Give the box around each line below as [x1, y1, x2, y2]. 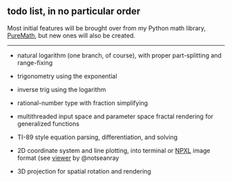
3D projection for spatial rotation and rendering [17, 167, 152, 175]
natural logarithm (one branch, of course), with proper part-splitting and [17, 51, 222, 60]
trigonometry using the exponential [17, 72, 117, 80]
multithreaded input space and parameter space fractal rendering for [17, 112, 214, 120]
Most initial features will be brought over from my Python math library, [7, 24, 206, 32]
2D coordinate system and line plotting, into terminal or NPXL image [17, 146, 211, 154]
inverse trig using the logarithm [17, 85, 106, 93]
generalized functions [17, 119, 79, 127]
